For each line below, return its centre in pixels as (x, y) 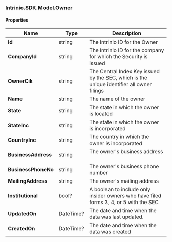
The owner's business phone (124, 167)
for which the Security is (119, 57)
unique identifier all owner (121, 85)
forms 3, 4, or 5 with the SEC (124, 203)
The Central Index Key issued (124, 72)
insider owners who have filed (125, 196)
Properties (17, 20)
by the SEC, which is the (118, 78)
